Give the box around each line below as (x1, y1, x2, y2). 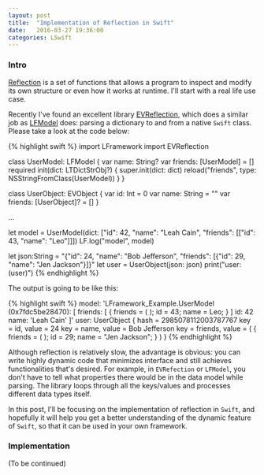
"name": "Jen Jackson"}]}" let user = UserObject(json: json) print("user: (8, 259, 242, 269)
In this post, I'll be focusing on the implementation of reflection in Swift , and (8, 404, 255, 414)
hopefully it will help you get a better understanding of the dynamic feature (8, 413, 251, 422)
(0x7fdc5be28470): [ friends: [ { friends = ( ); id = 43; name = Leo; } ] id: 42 (8, 306, 254, 316)
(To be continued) (8, 458, 67, 468)
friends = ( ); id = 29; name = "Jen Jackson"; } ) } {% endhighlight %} (8, 332, 232, 341)
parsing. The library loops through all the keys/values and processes (8, 380, 231, 390)
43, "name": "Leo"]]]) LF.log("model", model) (8, 236, 155, 245)
